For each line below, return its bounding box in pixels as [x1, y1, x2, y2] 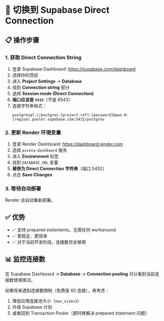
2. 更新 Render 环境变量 [5, 129, 61, 136]
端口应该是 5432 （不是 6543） [12, 97, 73, 102]
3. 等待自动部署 [5, 185, 42, 192]
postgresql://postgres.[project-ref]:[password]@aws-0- [12, 112, 129, 118]
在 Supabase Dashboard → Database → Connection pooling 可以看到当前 [5, 271, 155, 277]
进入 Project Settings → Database [12, 78, 82, 84]
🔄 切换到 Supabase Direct [5, 4, 110, 16]
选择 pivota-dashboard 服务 [12, 148, 68, 153]
